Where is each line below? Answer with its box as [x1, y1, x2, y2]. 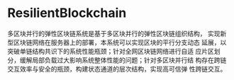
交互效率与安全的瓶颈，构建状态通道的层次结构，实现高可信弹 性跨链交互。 [7, 64, 227, 73]
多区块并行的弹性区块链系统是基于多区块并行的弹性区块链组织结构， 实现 [7, 29, 221, 38]
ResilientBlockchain [7, 5, 127, 21]
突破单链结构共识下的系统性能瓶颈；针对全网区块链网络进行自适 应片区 [7, 47, 214, 55]
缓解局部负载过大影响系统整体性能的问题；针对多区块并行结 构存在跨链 [19, 55, 227, 64]
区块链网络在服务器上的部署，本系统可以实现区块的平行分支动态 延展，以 [13, 38, 227, 47]
